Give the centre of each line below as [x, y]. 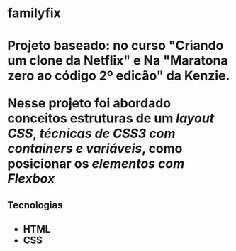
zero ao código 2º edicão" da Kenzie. [119, 76]
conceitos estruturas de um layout [111, 118]
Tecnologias [35, 205]
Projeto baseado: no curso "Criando [116, 46]
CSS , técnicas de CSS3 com [91, 134]
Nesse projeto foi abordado [89, 103]
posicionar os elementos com [96, 164]
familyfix [34, 13]
